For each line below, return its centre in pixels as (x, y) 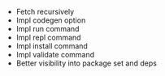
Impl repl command (48, 37)
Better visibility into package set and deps (86, 63)
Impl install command (52, 46)
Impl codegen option (51, 20)
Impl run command (48, 29)
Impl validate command (55, 55)
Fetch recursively (45, 12)
